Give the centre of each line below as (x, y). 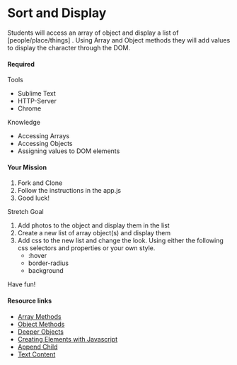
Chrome (29, 108)
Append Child (37, 347)
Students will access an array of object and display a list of (93, 33)
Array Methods (39, 316)
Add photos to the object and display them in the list (93, 225)
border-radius (48, 263)
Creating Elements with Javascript (68, 339)
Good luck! (33, 198)
